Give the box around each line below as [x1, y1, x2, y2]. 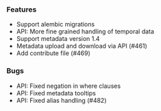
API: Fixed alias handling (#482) [16, 96, 107, 104]
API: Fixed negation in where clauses [16, 82, 121, 90]
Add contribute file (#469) [16, 49, 90, 57]
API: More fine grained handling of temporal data [16, 27, 155, 35]
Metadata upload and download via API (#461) [16, 42, 148, 50]
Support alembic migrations [16, 20, 95, 29]
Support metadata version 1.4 [16, 35, 100, 43]
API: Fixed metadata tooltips [16, 89, 97, 97]
